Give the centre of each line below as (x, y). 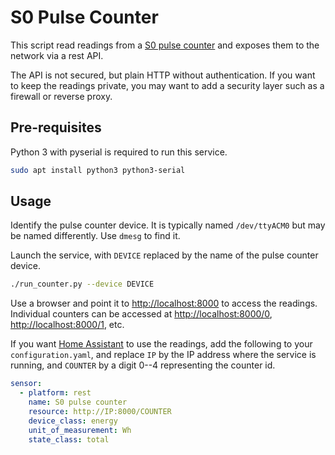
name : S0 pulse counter (78, 402)
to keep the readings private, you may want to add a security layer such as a (167, 85)
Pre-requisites (56, 127)
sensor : (26, 384)
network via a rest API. (57, 55)
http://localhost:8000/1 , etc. (67, 325)
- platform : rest (55, 393)
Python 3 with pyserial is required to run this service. (119, 152)
